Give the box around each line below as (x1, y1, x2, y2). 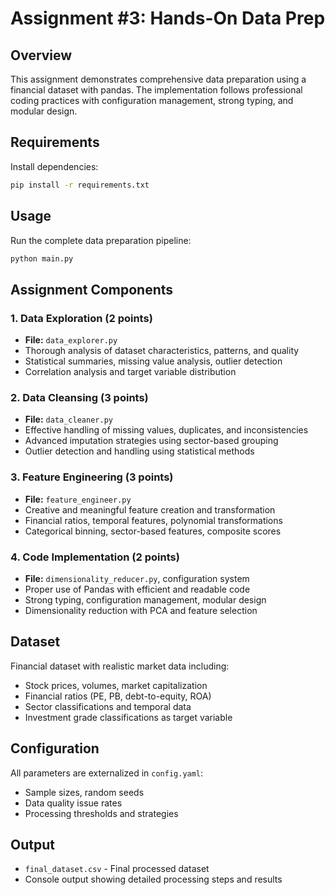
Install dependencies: (10, 160, 99, 172)
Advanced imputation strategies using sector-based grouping (24, 435, 279, 447)
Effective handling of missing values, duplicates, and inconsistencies (24, 424, 309, 436)
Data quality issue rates (24, 797, 123, 809)
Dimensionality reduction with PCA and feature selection (24, 604, 258, 616)
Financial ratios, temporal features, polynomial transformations (24, 514, 283, 526)
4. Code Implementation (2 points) (10, 550, 180, 564)
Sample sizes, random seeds (24, 786, 145, 798)
